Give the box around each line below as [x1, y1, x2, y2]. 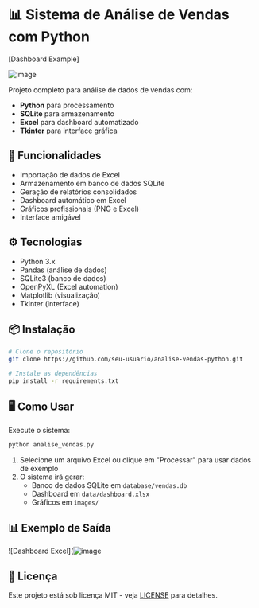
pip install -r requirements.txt [8, 377, 119, 385]
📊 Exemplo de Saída [8, 521, 111, 535]
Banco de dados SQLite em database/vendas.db [31, 480, 187, 489]
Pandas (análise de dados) [19, 265, 107, 275]
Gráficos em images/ [31, 497, 99, 507]
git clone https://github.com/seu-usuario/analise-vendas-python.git [8, 355, 244, 364]
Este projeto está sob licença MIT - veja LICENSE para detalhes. [8, 590, 218, 600]
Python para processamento [19, 100, 114, 110]
